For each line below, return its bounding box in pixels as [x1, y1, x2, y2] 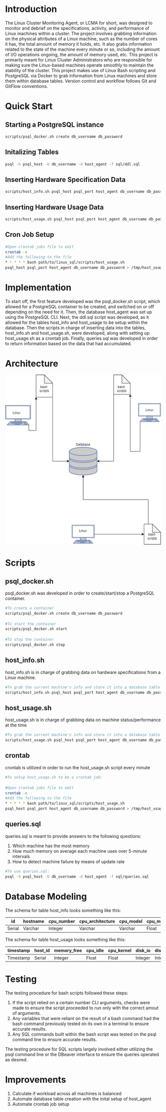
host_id [34, 948, 50, 954]
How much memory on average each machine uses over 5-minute [12, 848, 147, 854]
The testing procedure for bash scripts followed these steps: [5, 990, 128, 996]
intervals [12, 853, 30, 859]
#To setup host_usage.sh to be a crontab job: [5, 775, 103, 780]
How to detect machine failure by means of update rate [12, 858, 125, 865]
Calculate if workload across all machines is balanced [12, 1090, 122, 1096]
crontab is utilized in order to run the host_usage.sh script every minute [5, 764, 151, 770]
